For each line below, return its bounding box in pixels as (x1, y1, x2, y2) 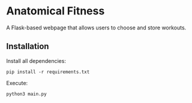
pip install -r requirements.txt (6, 69, 90, 75)
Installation (6, 41, 49, 51)
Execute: (6, 79, 28, 86)
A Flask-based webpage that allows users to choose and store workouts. (6, 24, 187, 31)
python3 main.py (6, 91, 47, 97)
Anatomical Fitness (6, 4, 105, 18)
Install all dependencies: (6, 57, 66, 64)
